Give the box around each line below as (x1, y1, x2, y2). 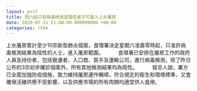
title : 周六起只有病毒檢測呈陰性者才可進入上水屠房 (6, 14, 116, 20)
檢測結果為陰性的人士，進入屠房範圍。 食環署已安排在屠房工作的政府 (11, 49, 191, 56)
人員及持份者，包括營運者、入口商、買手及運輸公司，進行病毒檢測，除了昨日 (6, 56, 191, 63)
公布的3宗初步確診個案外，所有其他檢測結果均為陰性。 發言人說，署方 (6, 64, 189, 71)
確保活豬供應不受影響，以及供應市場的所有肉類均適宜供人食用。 (6, 79, 160, 86)
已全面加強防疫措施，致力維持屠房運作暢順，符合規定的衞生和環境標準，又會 (6, 71, 191, 78)
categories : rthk (6, 25, 49, 31)
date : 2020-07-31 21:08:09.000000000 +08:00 (6, 19, 117, 25)
